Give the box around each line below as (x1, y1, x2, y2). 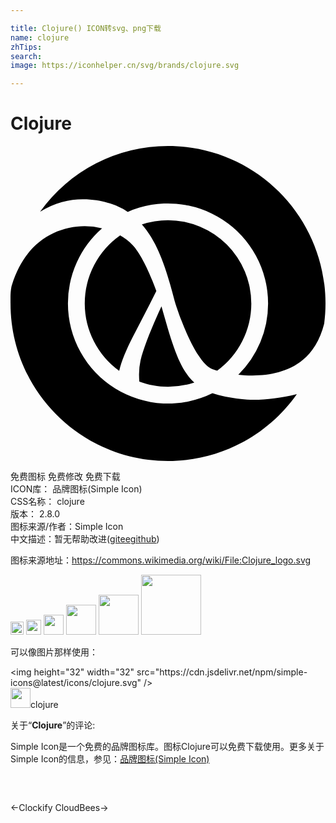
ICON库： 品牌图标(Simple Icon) (10, 483, 143, 495)
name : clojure (10, 32, 70, 43)
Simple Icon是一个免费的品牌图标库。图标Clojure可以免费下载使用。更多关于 (10, 741, 325, 753)
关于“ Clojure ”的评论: (10, 719, 96, 731)
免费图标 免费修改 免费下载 (10, 471, 121, 483)
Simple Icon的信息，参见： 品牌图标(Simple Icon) (10, 753, 210, 765)
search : (10, 51, 43, 61)
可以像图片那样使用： (10, 646, 98, 658)
